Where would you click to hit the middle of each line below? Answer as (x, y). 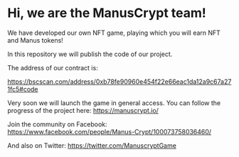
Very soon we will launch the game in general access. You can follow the (114, 103)
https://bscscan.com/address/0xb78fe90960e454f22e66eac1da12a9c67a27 (119, 81)
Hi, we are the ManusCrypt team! (107, 13)
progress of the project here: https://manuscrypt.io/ (83, 110)
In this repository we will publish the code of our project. (90, 54)
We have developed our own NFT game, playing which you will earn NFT (114, 33)
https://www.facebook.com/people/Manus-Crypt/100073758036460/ (110, 131)
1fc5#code (23, 89)
